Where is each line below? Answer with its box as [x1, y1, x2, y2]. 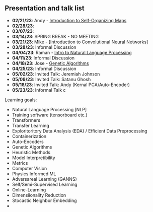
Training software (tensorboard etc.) [12, 112, 88, 118]
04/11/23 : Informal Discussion [12, 55, 75, 61]
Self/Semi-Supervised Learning [12, 181, 78, 187]
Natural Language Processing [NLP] [12, 106, 87, 112]
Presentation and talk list [5, 4, 85, 13]
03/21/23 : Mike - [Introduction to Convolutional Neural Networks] [12, 39, 148, 45]
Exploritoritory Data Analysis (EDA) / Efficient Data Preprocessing [12, 128, 147, 134]
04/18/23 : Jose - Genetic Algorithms [12, 60, 89, 66]
